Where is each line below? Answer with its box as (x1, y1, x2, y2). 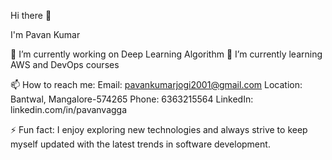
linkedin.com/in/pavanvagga (10, 104, 128, 115)
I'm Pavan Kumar (10, 29, 81, 40)
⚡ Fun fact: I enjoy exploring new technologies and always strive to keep (10, 124, 308, 135)
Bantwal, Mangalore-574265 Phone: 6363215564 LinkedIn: (10, 93, 254, 105)
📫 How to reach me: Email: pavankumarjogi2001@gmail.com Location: (10, 79, 303, 90)
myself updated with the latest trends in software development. (10, 138, 271, 150)
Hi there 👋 (10, 10, 52, 21)
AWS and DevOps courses (10, 59, 120, 70)
